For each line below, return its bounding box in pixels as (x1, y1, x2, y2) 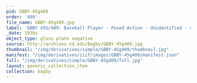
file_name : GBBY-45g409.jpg (6, 19, 75, 25)
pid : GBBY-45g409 (6, 8, 49, 15)
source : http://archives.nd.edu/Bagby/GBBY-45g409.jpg (6, 41, 143, 47)
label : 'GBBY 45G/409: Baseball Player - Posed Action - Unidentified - (6, 25, 188, 31)
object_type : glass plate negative (6, 36, 93, 41)
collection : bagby (6, 68, 51, 74)
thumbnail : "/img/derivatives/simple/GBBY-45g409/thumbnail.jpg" (6, 47, 169, 53)
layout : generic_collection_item (6, 63, 88, 69)
